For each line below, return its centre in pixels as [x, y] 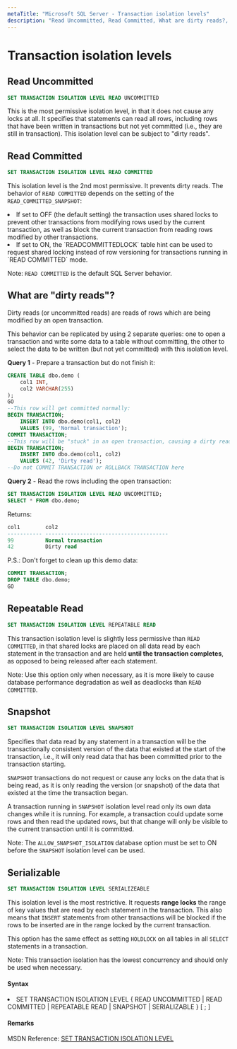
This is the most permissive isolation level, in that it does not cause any [110, 111]
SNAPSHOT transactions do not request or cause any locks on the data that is [116, 778]
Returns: [20, 514]
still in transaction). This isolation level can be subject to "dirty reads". [109, 134]
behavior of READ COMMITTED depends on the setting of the [91, 193]
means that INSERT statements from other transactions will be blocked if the [117, 917]
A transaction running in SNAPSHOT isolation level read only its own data [109, 806]
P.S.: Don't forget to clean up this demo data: [73, 560]
